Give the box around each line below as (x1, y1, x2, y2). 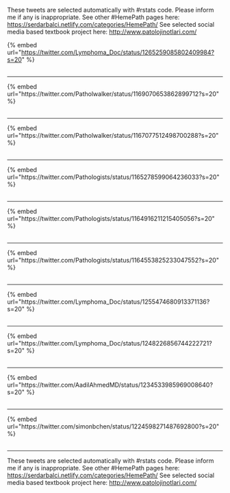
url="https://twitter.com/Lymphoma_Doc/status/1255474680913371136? (7, 298, 210, 306)
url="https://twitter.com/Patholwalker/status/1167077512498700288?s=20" (7, 132, 219, 139)
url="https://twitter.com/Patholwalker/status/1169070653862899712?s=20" (7, 90, 220, 98)
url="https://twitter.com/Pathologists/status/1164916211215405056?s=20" (7, 215, 216, 222)
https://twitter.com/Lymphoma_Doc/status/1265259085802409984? (21, 48, 214, 56)
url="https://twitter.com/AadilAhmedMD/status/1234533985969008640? (7, 381, 214, 389)
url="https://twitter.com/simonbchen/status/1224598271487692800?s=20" (7, 422, 220, 431)
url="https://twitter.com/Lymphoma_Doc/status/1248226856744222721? (7, 339, 212, 347)
